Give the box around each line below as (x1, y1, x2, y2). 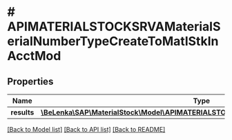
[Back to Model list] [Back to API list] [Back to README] (7, 126, 166, 133)
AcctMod (7, 48, 61, 64)
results (10, 108, 35, 117)
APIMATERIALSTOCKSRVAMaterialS (7, 19, 221, 34)
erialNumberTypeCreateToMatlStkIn (7, 34, 219, 49)
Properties (7, 75, 54, 87)
